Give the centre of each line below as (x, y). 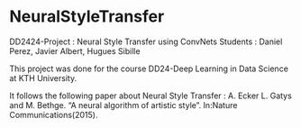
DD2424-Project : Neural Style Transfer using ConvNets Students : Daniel (146, 41)
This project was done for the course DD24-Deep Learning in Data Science (149, 69)
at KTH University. (43, 78)
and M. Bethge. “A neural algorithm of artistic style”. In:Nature (123, 105)
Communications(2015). (54, 114)
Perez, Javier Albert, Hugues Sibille (75, 50)
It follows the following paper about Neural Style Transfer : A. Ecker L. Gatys (151, 96)
